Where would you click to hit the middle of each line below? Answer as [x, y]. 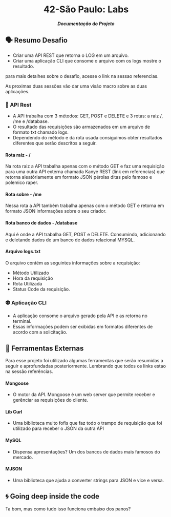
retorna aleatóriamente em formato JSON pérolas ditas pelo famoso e [79, 177]
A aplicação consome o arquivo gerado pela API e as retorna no [80, 316]
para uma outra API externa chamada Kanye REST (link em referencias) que [85, 172]
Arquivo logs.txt [23, 252]
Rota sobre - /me [24, 194]
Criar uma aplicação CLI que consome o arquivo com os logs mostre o [87, 60]
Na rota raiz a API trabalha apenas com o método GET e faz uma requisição [85, 166]
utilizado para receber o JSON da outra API [58, 428]
